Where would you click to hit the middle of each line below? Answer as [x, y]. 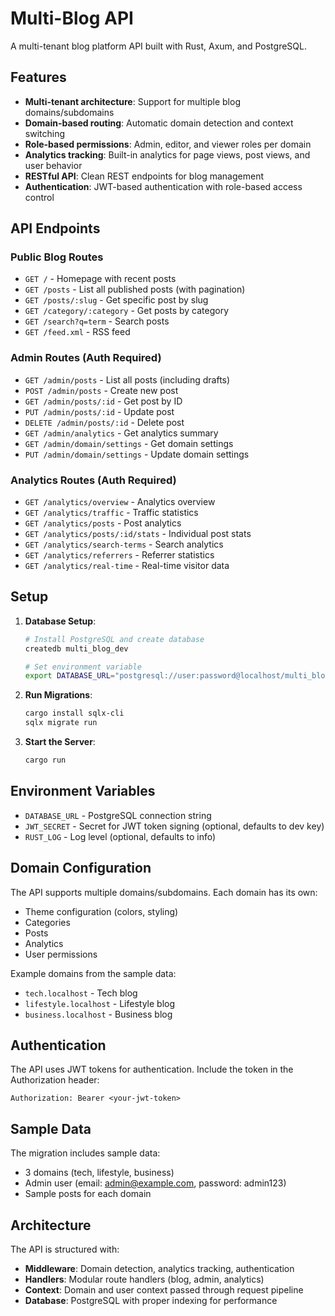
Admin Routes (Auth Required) [86, 358]
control [39, 197]
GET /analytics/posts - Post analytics [103, 523]
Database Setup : [60, 621]
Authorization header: [55, 1080]
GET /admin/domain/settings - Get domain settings [129, 443]
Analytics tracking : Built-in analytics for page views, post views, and [167, 154]
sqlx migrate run [61, 723]
